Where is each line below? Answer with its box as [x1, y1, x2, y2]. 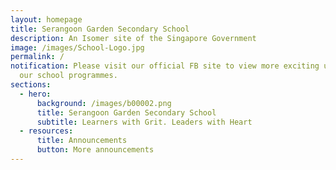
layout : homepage [10, 14, 83, 25]
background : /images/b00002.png [36, 98, 172, 108]
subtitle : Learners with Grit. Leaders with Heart [36, 117, 253, 127]
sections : [10, 80, 52, 90]
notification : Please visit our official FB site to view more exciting [10, 61, 320, 71]
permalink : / [10, 52, 65, 62]
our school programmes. [19, 71, 118, 81]
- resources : [19, 126, 74, 136]
